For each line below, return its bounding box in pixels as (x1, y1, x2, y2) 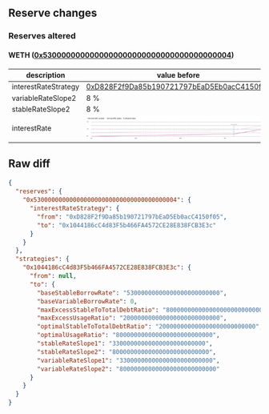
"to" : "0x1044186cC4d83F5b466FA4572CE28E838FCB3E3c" (37, 221, 217, 229)
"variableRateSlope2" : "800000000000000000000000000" (37, 364, 220, 373)
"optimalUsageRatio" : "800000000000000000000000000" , (37, 332, 220, 340)
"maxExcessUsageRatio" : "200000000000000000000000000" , (37, 314, 227, 323)
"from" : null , (29, 272, 78, 280)
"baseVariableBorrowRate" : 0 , (37, 297, 138, 305)
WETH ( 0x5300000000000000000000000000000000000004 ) (8, 50, 235, 59)
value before (156, 70, 200, 80)
